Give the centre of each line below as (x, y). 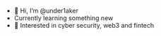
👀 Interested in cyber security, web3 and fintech (84, 25)
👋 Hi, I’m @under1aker (46, 11)
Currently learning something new (64, 18)
